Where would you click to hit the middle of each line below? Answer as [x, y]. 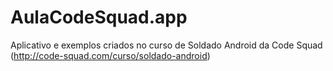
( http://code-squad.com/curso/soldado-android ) [110, 55]
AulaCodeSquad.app [99, 17]
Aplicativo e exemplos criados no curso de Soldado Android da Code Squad [166, 45]
